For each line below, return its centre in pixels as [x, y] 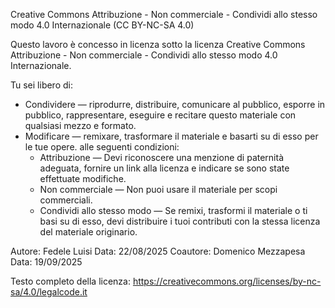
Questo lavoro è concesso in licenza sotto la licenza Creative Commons [158, 44]
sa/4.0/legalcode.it [49, 292]
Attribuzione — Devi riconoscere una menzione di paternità [162, 157]
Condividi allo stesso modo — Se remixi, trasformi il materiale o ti [173, 210]
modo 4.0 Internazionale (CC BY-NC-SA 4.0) [102, 25]
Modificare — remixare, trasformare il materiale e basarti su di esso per [171, 136]
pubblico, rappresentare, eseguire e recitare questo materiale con [160, 115]
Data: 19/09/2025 [46, 262]
